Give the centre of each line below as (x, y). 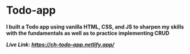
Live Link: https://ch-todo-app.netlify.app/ (60, 45)
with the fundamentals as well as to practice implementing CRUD (88, 33)
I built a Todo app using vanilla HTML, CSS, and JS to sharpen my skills (95, 27)
